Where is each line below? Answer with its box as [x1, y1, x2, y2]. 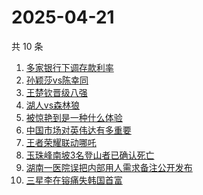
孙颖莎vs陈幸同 [25, 74, 89, 86]
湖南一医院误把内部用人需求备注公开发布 [25, 161, 193, 173]
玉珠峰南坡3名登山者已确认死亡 [25, 149, 155, 161]
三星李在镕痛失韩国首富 [25, 174, 123, 186]
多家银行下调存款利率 [25, 61, 114, 73]
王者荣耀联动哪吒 [25, 136, 97, 148]
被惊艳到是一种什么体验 [25, 111, 123, 123]
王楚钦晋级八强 [25, 86, 88, 98]
